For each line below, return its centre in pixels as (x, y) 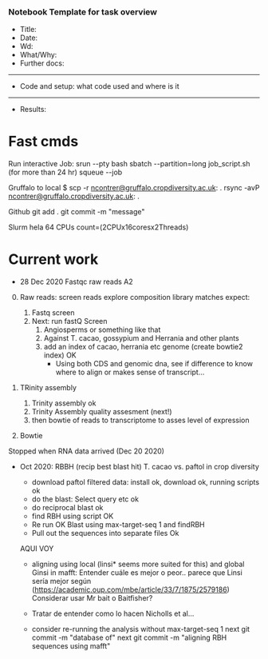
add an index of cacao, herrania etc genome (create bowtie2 (143, 347)
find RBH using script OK (73, 516)
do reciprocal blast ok (67, 508)
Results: (33, 110)
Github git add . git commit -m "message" (77, 212)
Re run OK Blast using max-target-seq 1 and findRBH (118, 525)
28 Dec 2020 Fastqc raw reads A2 (76, 282)
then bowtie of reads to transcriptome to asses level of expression (140, 420)
